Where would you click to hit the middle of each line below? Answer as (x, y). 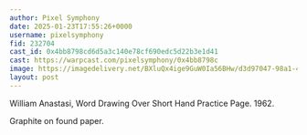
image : (22, 69)
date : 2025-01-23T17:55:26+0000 (71, 26)
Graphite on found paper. (57, 120)
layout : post (34, 78)
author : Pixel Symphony (55, 18)
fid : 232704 (32, 43)
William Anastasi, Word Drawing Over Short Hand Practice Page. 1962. (142, 103)
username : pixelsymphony (57, 35)
